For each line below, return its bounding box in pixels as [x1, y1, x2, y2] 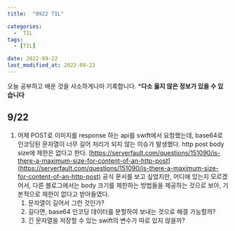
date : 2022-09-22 [7, 55, 58, 62]
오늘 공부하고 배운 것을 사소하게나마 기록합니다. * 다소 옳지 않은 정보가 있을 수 [7, 81, 217, 90]
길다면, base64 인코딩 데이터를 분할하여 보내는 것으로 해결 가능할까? [27, 207, 216, 216]
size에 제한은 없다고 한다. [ [17, 148, 92, 157]
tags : [7, 36, 23, 43]
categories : [7, 22, 42, 30]
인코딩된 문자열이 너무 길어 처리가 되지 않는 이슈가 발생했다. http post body [17, 140, 224, 148]
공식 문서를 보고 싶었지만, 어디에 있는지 [102, 172, 209, 180]
